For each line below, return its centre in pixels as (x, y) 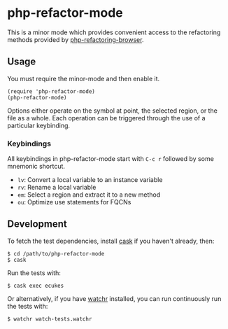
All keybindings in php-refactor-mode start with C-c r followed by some (111, 159)
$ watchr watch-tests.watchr (50, 319)
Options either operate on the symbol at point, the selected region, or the (113, 111)
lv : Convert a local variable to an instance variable (90, 180)
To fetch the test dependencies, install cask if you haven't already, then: (111, 241)
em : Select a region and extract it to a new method (89, 195)
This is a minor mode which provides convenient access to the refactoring (114, 32)
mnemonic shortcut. (36, 167)
